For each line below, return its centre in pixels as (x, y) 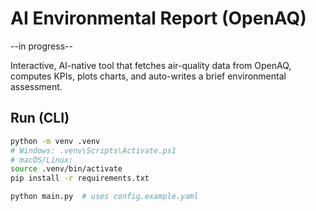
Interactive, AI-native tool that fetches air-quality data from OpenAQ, (151, 65)
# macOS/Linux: (42, 160)
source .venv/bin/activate (66, 169)
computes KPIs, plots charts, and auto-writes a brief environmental (148, 76)
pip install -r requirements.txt (80, 178)
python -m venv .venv (55, 141)
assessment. (36, 86)
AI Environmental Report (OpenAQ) (158, 18)
